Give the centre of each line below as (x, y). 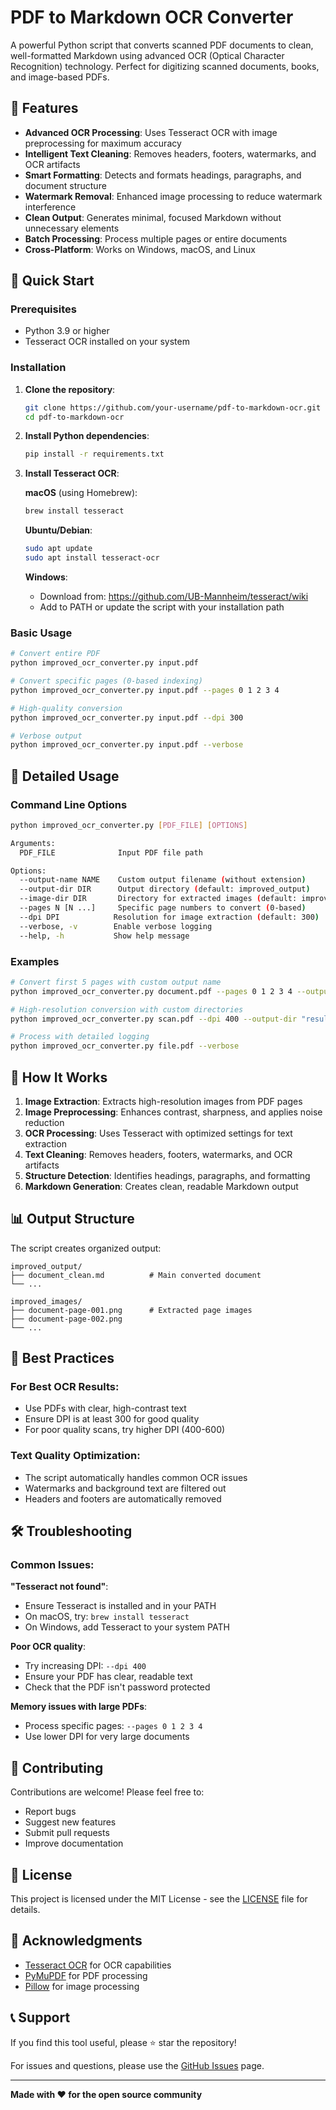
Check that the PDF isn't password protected (117, 1687)
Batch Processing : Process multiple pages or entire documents (156, 238)
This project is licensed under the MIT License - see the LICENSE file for (159, 1899)
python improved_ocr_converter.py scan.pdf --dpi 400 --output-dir (154, 1019)
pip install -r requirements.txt (94, 454)
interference (50, 207)
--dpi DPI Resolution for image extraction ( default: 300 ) (169, 917)
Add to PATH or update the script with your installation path (162, 607)
